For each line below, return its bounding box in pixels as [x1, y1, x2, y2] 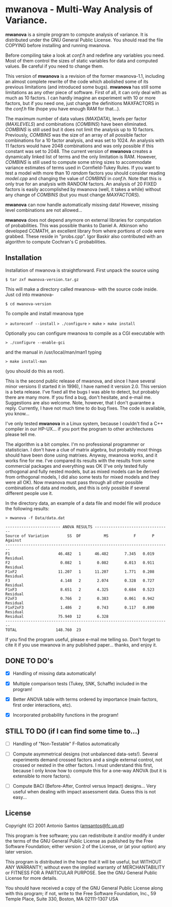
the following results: [5, 505, 50, 511]
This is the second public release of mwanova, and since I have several [5, 378, 156, 384]
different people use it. [5, 490, 53, 496]
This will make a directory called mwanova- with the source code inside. [5, 286, 158, 292]
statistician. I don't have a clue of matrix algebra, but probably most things [5, 446, 162, 452]
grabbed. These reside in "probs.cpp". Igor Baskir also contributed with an [5, 233, 162, 239]
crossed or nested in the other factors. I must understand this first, [12, 762, 154, 768]
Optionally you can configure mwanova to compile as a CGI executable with [5, 330, 165, 336]
